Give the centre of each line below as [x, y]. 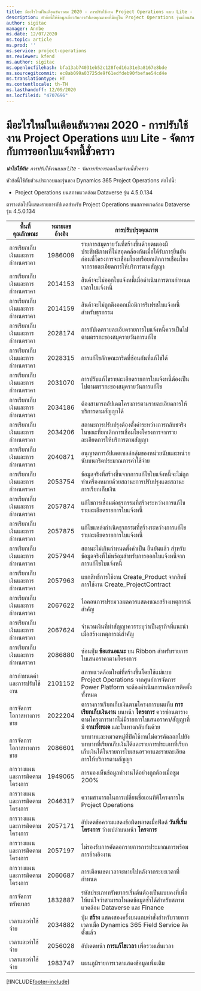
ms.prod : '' [21, 46]
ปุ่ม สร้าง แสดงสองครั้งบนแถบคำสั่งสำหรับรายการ [135, 917]
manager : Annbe [25, 28]
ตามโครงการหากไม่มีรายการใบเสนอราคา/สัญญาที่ [135, 719]
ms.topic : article [29, 40]
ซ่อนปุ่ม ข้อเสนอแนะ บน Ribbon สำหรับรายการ [135, 651]
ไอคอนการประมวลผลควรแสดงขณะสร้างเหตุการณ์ [136, 602]
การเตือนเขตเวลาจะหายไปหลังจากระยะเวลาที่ [130, 872]
